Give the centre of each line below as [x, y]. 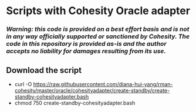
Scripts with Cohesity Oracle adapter [98, 11]
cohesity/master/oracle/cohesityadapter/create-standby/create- [92, 90]
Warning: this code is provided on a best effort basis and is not [98, 29]
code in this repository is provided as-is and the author [86, 44]
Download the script [44, 70]
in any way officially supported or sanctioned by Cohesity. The [98, 36]
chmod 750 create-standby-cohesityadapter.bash [75, 103]
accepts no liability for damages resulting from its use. [86, 51]
